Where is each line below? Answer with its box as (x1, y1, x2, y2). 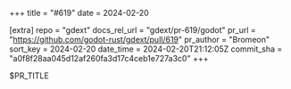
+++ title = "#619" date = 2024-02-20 (9, 8, 149, 18)
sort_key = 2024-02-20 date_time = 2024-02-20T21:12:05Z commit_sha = (9, 44, 283, 54)
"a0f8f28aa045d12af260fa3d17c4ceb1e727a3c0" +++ (9, 53, 209, 63)
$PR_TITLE (9, 70, 49, 81)
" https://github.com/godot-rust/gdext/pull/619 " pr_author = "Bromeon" (9, 35, 270, 44)
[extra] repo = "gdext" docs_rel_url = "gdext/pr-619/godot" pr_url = (9, 25, 256, 35)
